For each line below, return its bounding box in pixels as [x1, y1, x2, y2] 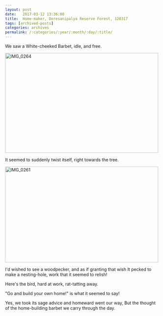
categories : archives [5, 25, 49, 30]
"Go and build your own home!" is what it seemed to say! [5, 291, 120, 296]
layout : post [5, 7, 32, 12]
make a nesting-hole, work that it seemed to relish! [5, 272, 108, 277]
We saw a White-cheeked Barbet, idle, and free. [5, 43, 102, 49]
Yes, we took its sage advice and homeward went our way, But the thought [5, 300, 156, 306]
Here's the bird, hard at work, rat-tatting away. [5, 281, 99, 287]
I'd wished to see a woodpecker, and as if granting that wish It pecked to [5, 267, 152, 272]
